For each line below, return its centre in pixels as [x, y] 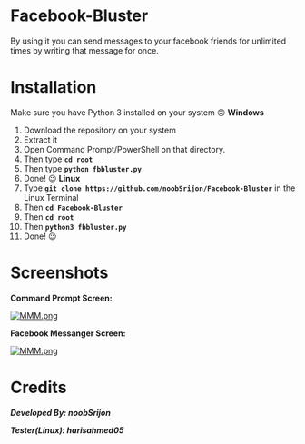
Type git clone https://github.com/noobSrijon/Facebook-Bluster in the [159, 188]
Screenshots [59, 273]
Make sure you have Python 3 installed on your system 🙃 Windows [137, 112]
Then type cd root [58, 159]
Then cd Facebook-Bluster [73, 207]
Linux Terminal [51, 197]
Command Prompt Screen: [61, 298]
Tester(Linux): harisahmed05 [67, 430]
